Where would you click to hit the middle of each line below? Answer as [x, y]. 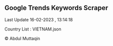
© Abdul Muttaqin [22, 38]
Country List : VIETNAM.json [33, 29]
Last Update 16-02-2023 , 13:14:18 [39, 19]
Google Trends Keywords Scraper [56, 8]
